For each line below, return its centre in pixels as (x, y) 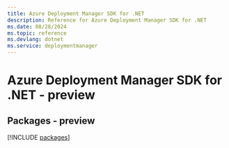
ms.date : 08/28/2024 (37, 26)
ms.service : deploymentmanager (53, 46)
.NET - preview (51, 95)
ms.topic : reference (37, 33)
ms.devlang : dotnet (35, 40)
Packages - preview (51, 121)
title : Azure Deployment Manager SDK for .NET (76, 14)
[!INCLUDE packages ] (39, 137)
